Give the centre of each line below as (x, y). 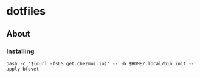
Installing (20, 51)
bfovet (31, 69)
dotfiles (26, 11)
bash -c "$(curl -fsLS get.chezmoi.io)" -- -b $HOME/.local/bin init (96, 63)
